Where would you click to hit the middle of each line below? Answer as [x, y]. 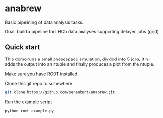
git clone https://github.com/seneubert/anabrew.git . [62, 92]
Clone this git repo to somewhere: [39, 83]
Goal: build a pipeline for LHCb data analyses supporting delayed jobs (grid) [82, 31]
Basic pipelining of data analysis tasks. [44, 22]
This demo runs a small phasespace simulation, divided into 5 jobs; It [75, 59]
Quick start [23, 47]
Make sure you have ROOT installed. [42, 74]
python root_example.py [29, 111]
